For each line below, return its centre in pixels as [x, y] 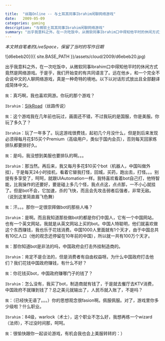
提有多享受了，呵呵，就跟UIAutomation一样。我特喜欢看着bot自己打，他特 [80, 178]
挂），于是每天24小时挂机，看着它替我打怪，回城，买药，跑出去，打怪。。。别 [82, 172]
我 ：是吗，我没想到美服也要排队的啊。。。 [46, 156]
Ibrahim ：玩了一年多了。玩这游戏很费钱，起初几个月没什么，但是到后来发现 [82, 133]
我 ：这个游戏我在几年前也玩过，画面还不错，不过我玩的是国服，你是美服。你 [82, 116]
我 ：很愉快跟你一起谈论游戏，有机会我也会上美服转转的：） [65, 334]
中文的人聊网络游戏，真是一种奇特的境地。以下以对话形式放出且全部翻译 [87, 79]
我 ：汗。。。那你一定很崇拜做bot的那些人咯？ [49, 207]
